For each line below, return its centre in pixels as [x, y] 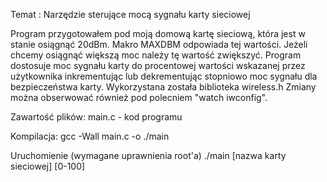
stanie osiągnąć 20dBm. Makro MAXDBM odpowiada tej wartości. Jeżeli [159, 44]
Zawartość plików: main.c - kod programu [96, 117]
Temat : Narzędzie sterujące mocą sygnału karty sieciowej [130, 14]
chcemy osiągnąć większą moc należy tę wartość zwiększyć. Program [156, 55]
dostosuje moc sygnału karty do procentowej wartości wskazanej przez [158, 65]
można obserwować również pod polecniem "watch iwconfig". [139, 97]
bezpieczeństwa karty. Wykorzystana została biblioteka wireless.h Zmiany [163, 87]
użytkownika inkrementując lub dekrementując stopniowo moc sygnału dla [164, 76]
